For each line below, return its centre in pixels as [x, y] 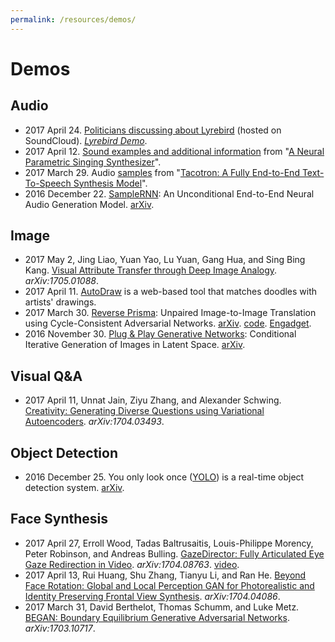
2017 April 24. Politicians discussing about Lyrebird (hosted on [153, 130]
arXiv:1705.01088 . [62, 281]
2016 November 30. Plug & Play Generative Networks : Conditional [160, 334]
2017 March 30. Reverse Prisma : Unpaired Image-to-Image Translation [170, 313]
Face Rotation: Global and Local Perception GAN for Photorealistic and [169, 585]
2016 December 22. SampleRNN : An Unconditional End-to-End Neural [169, 193]
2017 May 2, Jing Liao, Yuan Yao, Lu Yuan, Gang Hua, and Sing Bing [165, 260]
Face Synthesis [59, 519]
